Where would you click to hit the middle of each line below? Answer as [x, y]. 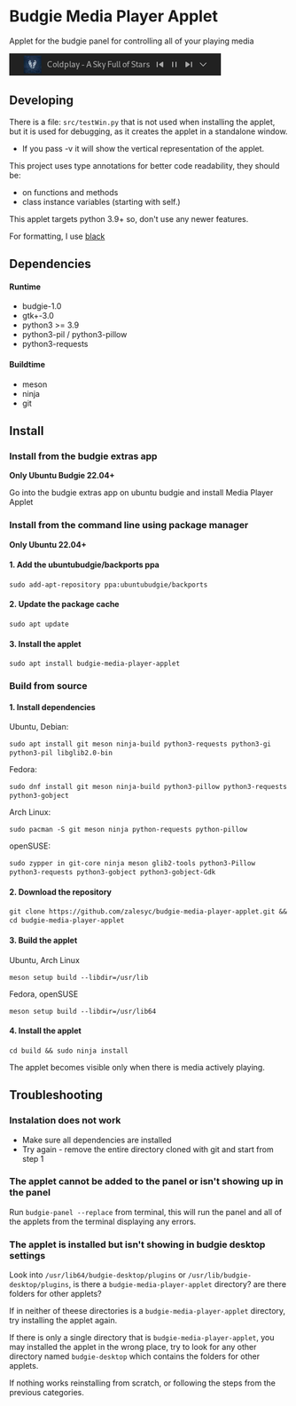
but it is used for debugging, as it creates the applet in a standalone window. [148, 131]
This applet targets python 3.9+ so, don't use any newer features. [129, 218]
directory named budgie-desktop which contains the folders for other [134, 1356]
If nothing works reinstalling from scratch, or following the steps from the [143, 1383]
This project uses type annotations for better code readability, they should [144, 165]
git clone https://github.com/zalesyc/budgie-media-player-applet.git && [148, 912]
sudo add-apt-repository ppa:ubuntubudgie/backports [109, 585]
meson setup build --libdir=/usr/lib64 [83, 1011]
